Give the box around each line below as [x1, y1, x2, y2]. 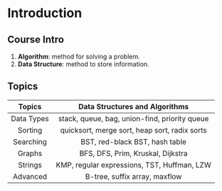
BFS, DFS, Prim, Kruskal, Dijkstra [79, 148, 189, 158]
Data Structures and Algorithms [78, 101, 189, 111]
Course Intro [7, 33, 64, 46]
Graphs [17, 148, 43, 158]
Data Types [11, 113, 50, 123]
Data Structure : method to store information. [17, 60, 149, 68]
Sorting [17, 125, 43, 135]
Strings [17, 160, 43, 170]
